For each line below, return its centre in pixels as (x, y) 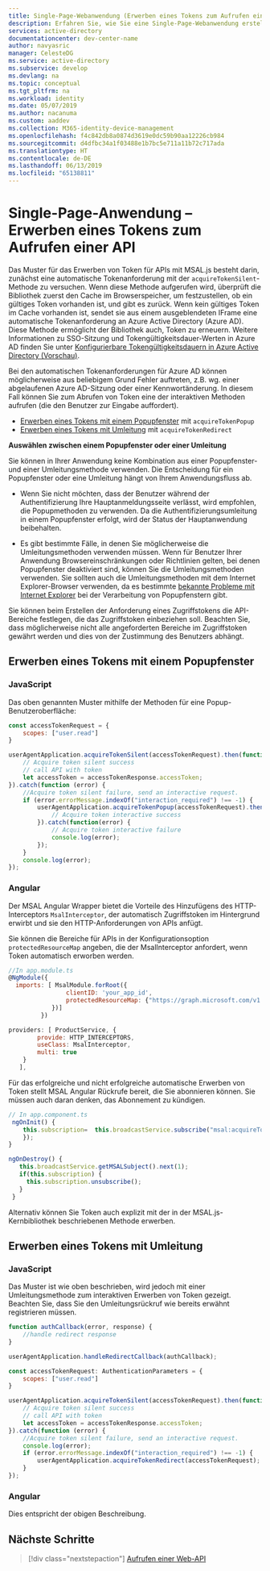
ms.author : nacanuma (43, 114)
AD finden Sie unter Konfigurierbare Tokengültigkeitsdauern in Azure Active (133, 347)
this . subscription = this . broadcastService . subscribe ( (117, 1130)
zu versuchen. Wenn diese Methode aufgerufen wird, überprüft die (150, 286)
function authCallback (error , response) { (80, 1327)
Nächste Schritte (51, 1539)
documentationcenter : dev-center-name (73, 38)
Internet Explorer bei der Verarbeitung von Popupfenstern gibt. (124, 594)
